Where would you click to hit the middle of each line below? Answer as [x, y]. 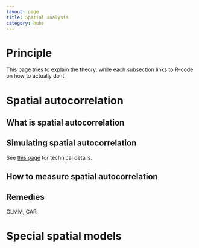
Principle [29, 53]
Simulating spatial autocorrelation [71, 143]
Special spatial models [64, 236]
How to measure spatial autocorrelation [82, 176]
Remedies [25, 197]
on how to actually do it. [36, 76]
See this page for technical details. [49, 157]
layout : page [23, 12]
